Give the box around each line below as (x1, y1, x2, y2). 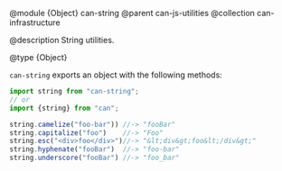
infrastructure (9, 17, 61, 28)
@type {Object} (9, 52, 68, 62)
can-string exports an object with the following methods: (9, 69, 223, 80)
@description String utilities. (9, 35, 115, 45)
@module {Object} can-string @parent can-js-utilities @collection (9, 8, 256, 18)
